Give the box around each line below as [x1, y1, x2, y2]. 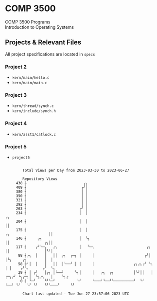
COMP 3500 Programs [5, 19, 51, 25]
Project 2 [5, 63, 27, 70]
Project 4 [5, 120, 27, 127]
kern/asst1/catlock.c [12, 132, 56, 137]
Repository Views [22, 176, 57, 181]
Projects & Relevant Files [5, 38, 82, 47]
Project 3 [5, 91, 27, 98]
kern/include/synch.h [12, 109, 56, 114]
